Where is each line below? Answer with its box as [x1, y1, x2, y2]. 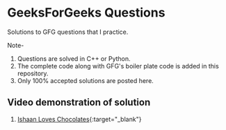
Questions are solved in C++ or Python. [17, 54, 131, 63]
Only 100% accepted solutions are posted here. [17, 76, 154, 84]
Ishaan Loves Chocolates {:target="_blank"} [17, 115, 142, 123]
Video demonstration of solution [7, 97, 151, 109]
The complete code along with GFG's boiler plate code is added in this [17, 62, 219, 70]
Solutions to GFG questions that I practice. [7, 28, 129, 36]
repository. [17, 69, 49, 77]
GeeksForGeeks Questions [7, 5, 166, 21]
